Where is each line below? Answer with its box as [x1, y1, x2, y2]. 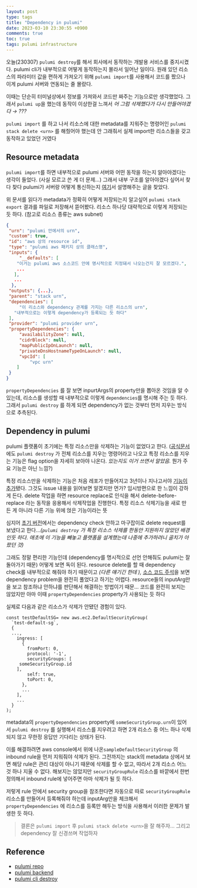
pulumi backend [14, 869, 54, 876]
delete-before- [141, 492, 177, 499]
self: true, [27, 671, 57, 677]
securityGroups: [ [27, 656, 72, 662]
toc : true [6, 36, 30, 42]
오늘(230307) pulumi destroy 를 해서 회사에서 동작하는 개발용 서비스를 [6, 58, 169, 65]
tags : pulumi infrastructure [6, 42, 77, 48]
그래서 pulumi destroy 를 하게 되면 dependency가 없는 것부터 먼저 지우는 [6, 401, 176, 409]
